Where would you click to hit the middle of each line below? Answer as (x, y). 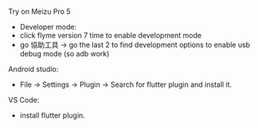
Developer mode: (48, 27)
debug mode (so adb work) (64, 54)
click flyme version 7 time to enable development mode (110, 35)
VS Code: (24, 100)
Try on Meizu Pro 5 (39, 12)
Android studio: (33, 69)
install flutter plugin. (52, 115)
